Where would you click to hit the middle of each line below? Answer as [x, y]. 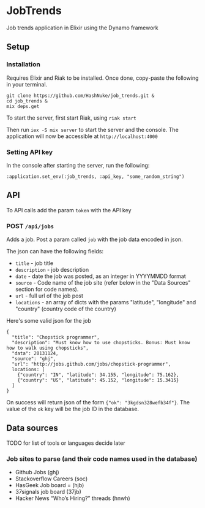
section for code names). [47, 290]
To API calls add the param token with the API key [69, 210]
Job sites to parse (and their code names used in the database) [102, 459]
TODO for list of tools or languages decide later [66, 443]
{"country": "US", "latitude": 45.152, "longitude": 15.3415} [98, 380]
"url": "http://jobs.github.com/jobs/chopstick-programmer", [91, 364]
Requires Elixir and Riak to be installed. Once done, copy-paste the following [102, 78]
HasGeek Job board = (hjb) [50, 485]
